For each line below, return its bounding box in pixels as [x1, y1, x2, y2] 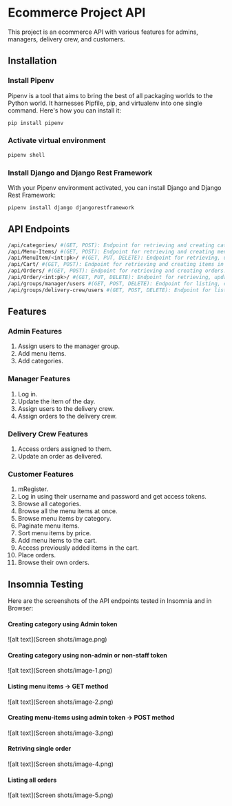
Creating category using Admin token [8, 620, 118, 628]
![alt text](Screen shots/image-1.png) [8, 666, 113, 675]
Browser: [8, 604, 34, 613]
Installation [8, 55, 57, 67]
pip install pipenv [8, 119, 64, 126]
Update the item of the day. [17, 397, 96, 405]
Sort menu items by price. [17, 529, 92, 537]
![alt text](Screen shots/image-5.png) [8, 791, 114, 799]
